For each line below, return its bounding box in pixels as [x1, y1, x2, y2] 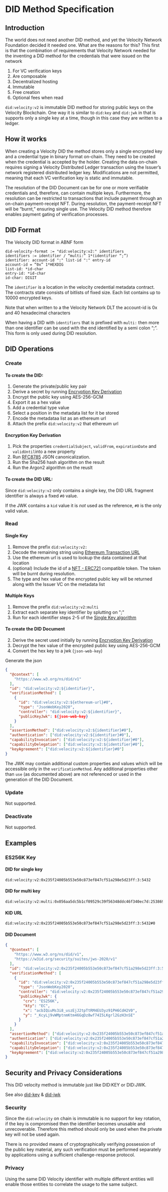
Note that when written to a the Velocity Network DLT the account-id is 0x [5, 304, 157, 310]
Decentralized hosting [12, 79, 58, 84]
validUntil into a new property [12, 448, 76, 455]
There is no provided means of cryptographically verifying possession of [5, 1141, 155, 1147]
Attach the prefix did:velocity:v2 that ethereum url [12, 421, 118, 427]
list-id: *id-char [5, 266, 43, 272]
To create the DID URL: [5, 476, 53, 482]
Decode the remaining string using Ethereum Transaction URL [12, 549, 140, 555]
